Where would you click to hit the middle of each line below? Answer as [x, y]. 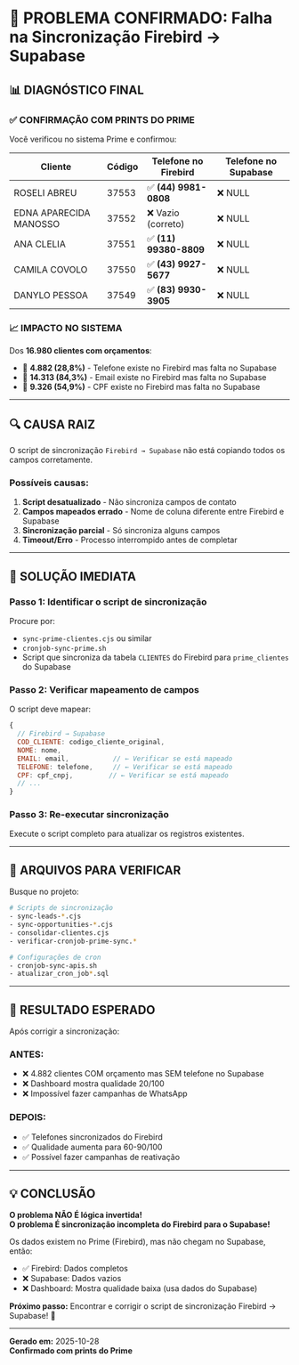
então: [21, 1251]
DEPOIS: [28, 1117]
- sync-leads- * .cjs [45, 916]
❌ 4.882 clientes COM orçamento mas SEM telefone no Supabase [143, 1074]
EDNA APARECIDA [52, 213]
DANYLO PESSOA [51, 295]
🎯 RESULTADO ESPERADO [82, 1010]
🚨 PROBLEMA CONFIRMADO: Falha [141, 18]
